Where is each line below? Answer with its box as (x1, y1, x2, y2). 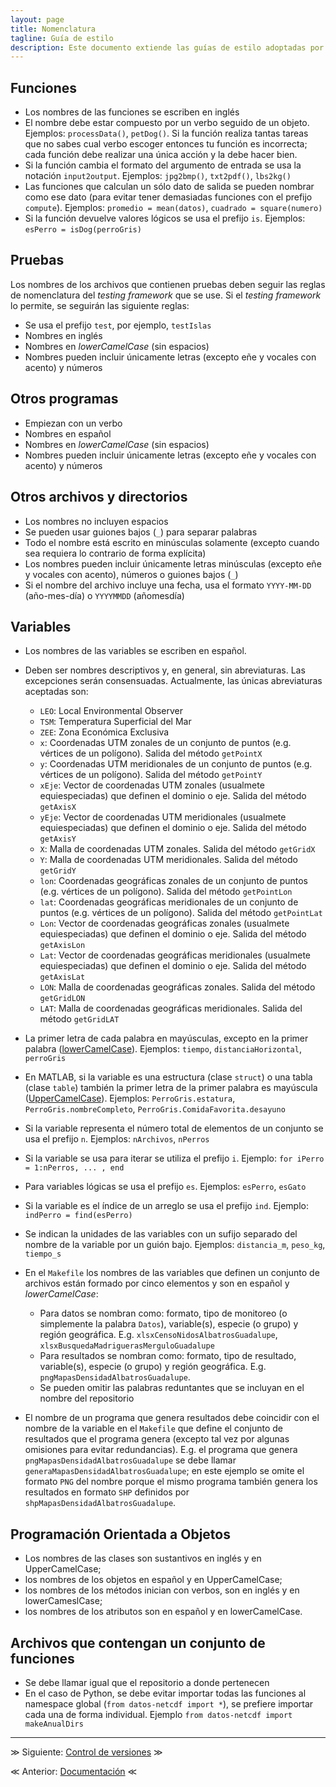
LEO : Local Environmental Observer (39, 705, 184, 717)
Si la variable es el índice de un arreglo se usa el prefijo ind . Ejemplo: (24, 1200, 309, 1212)
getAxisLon (39, 941, 86, 951)
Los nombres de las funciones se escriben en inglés (24, 106, 240, 118)
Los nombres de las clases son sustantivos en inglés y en (24, 1552, 262, 1565)
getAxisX (39, 802, 77, 813)
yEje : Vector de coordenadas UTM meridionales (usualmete (39, 811, 287, 823)
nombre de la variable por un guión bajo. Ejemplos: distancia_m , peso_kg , (24, 1239, 326, 1251)
